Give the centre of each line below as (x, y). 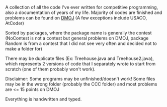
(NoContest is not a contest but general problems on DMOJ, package (77, 38)
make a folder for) (24, 49)
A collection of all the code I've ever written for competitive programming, (82, 7)
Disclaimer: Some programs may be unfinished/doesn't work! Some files (80, 79)
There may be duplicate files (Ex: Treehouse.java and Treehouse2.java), (80, 58)
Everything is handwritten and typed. (44, 99)
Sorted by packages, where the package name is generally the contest (78, 33)
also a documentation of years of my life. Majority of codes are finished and (84, 12)
